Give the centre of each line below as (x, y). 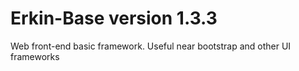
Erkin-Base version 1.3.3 (114, 18)
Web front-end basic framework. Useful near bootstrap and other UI (151, 46)
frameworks (35, 56)
